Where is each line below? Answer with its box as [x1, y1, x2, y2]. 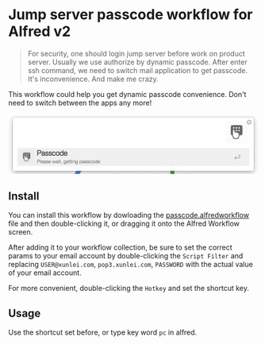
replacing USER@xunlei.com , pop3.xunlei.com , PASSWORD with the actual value [8, 260, 254, 269]
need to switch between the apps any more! [8, 98, 152, 107]
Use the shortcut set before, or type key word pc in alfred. [8, 328, 198, 337]
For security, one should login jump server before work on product [27, 48, 246, 58]
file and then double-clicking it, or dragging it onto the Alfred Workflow [8, 219, 240, 228]
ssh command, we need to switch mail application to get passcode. [27, 65, 248, 75]
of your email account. [8, 268, 82, 277]
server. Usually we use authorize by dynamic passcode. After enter [27, 57, 248, 67]
